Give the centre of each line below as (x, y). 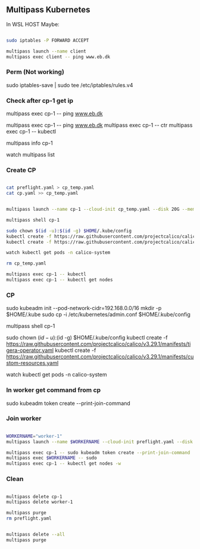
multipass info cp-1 (29, 143)
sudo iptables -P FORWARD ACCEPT (48, 40)
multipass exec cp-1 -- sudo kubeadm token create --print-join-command (98, 453)
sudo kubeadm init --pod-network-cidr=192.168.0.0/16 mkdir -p (84, 308)
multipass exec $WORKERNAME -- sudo (51, 458)
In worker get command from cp (54, 390)
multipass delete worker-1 (40, 502)
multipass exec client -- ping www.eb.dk (58, 57)
